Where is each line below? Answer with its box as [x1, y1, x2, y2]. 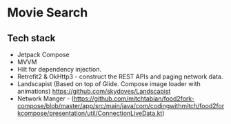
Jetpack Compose [17, 50, 70, 59]
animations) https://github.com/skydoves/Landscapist [17, 87, 171, 95]
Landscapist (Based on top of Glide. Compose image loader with [17, 80, 201, 87]
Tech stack [7, 32, 56, 44]
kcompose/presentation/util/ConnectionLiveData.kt [17, 109, 163, 117]
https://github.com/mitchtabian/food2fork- [73, 94, 195, 103]
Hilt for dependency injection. [17, 65, 102, 73]
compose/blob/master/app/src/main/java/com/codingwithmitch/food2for [17, 102, 225, 110]
